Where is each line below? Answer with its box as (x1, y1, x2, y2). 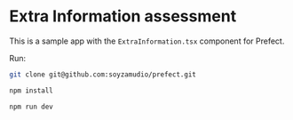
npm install (9, 86, 53, 95)
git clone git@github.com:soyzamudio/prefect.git (9, 69, 197, 79)
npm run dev (9, 102, 53, 111)
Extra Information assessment (9, 6, 237, 27)
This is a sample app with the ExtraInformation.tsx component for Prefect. (9, 36, 285, 46)
